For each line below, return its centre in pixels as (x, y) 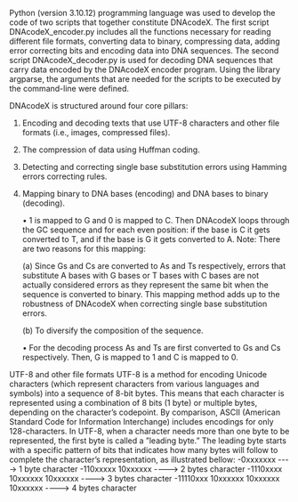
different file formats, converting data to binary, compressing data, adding (145, 41)
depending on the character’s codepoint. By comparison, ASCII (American (145, 412)
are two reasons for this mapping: (84, 249)
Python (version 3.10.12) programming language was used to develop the (142, 13)
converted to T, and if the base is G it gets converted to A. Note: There (151, 239)
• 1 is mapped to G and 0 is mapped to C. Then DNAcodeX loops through (156, 220)
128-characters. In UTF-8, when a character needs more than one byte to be (149, 431)
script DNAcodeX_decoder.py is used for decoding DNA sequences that (141, 60)
